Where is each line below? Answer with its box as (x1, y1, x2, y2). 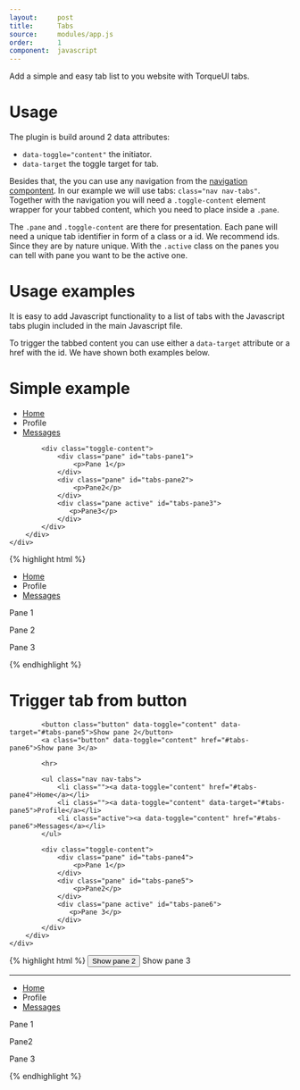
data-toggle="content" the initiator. (21, 149, 153, 160)
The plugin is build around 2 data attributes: (9, 131, 171, 143)
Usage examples (9, 281, 136, 302)
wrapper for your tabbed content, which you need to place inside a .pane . (9, 205, 279, 215)
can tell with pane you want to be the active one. (9, 250, 188, 261)
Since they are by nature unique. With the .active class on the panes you (9, 240, 279, 251)
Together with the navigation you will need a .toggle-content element (9, 195, 266, 205)
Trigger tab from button (9, 691, 187, 711)
